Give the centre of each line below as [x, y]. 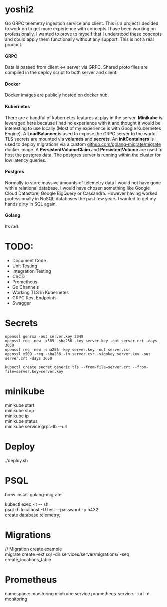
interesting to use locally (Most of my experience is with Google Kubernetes [83, 128]
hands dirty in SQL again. [31, 204]
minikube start [20, 405]
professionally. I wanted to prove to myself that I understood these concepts [83, 34]
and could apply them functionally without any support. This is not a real [79, 39]
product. [14, 44]
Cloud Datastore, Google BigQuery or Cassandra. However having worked [81, 193]
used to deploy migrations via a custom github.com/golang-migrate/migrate [83, 144]
